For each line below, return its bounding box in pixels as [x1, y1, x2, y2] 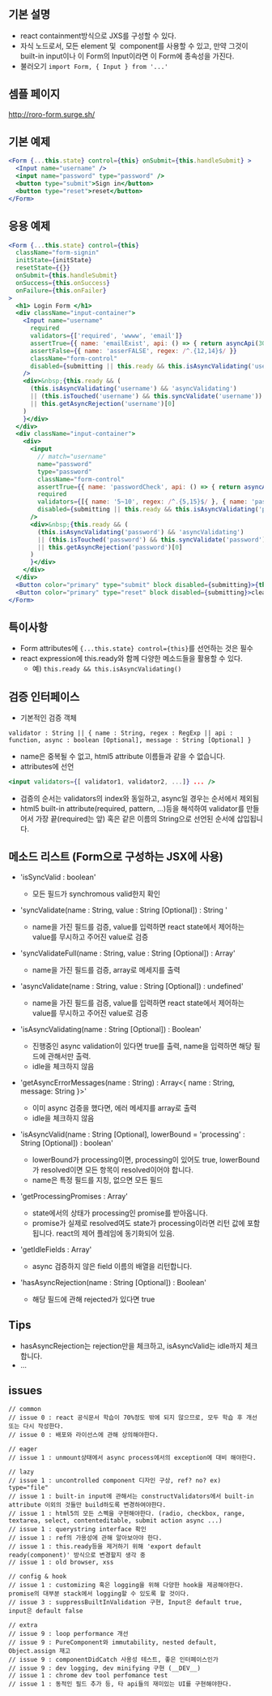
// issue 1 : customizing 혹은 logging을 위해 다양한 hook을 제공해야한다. [8, 1582, 244, 1590]
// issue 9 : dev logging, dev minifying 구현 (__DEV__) [8, 1664, 201, 1672]
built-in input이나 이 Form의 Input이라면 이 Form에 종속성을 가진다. [19, 51, 235, 61]
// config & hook [8, 1573, 67, 1581]
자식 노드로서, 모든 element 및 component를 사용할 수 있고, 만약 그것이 [19, 41, 249, 50]
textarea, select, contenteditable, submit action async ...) [8, 1517, 223, 1525]
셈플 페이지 [8, 88, 61, 101]
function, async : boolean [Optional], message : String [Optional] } [8, 736, 252, 744]
